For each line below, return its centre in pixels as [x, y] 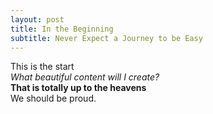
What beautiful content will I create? [85, 77]
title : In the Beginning [62, 29]
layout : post [37, 19]
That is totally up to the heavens [78, 88]
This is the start [42, 67]
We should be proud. [53, 98]
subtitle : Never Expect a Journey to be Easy [106, 38]
